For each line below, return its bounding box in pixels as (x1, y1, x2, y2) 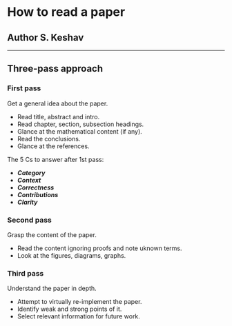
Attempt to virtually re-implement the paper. (17, 298, 142, 306)
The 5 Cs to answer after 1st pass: (7, 155, 104, 163)
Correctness (17, 183, 55, 192)
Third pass (7, 268, 44, 278)
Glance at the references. (17, 142, 90, 150)
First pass (7, 83, 41, 93)
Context (17, 176, 41, 184)
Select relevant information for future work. (17, 312, 140, 320)
